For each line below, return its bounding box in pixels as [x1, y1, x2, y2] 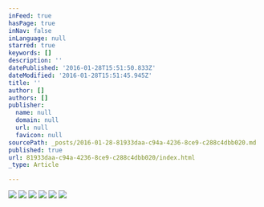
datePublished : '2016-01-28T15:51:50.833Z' [8, 64, 156, 72]
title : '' [8, 79, 42, 87]
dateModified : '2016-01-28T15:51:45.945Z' [8, 71, 152, 79]
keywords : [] [8, 49, 52, 57]
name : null [15, 109, 52, 117]
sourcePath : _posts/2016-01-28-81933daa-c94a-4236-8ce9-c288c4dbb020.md [8, 138, 257, 147]
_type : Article [8, 161, 59, 169]
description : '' [8, 57, 63, 65]
